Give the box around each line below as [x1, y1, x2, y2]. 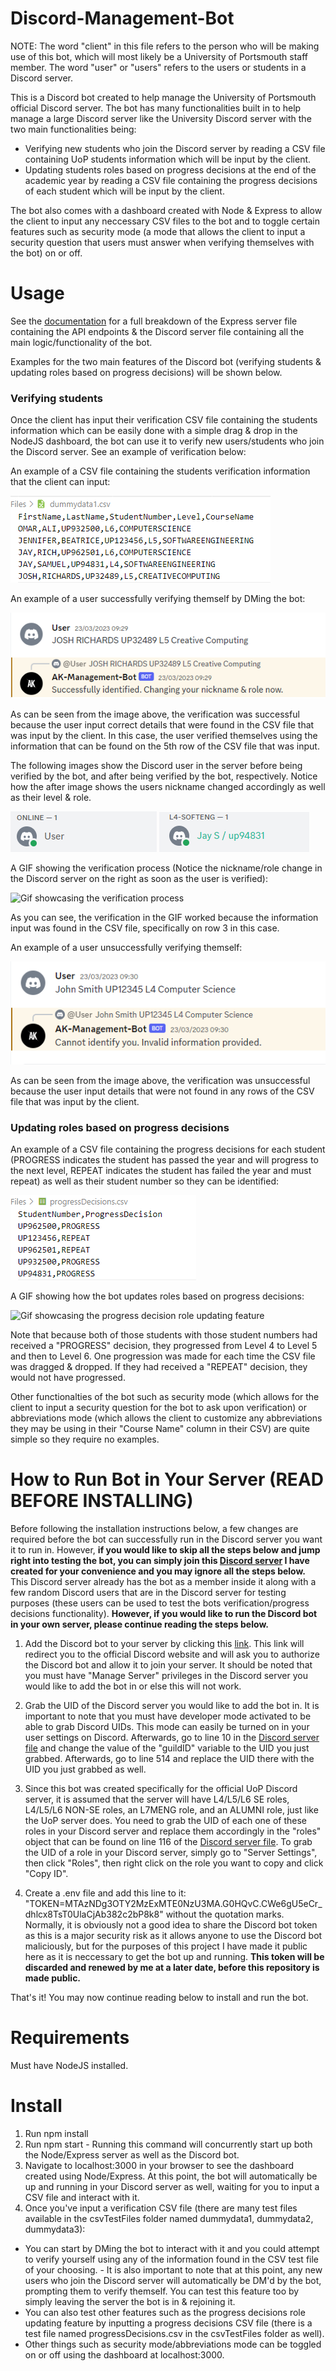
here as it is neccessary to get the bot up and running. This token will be [24, 1950, 325, 1962]
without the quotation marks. [165, 1908, 285, 1920]
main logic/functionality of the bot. [10, 336, 153, 348]
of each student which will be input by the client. [24, 185, 225, 197]
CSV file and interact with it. [24, 2191, 140, 2203]
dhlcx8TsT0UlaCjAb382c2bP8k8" [24, 1908, 164, 1920]
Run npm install [24, 2127, 89, 2139]
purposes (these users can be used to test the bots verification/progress [10, 1597, 310, 1609]
